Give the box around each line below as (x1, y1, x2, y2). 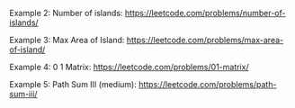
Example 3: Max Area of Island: (9, 35, 125, 45)
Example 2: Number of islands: (9, 8, 123, 18)
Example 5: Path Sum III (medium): (9, 79, 137, 89)
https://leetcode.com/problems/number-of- (124, 8, 286, 18)
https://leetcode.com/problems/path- (138, 79, 277, 89)
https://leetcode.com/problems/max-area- (126, 35, 284, 45)
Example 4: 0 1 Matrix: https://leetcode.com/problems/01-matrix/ (9, 62, 249, 72)
